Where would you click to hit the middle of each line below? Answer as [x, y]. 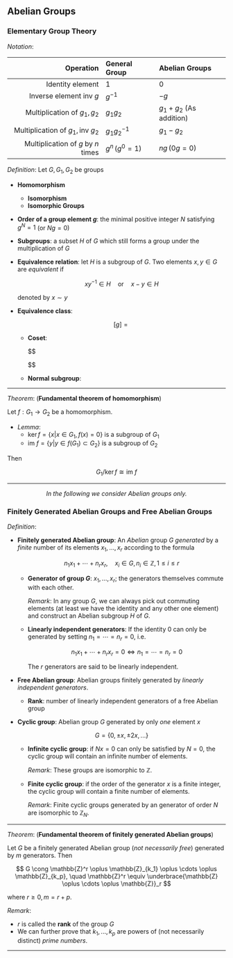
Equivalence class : [45, 311]
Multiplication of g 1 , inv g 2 [56, 131]
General [119, 63]
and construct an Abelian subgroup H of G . [89, 616]
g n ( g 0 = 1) [124, 148]
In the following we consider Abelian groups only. [116, 494]
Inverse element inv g [64, 96]
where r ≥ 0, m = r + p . [40, 897]
